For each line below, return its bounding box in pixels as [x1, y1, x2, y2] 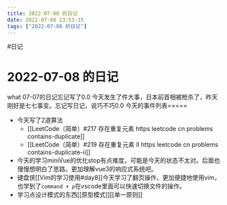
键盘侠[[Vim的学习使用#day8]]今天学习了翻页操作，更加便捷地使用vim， [16, 173, 221, 182]
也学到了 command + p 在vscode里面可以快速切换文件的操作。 [16, 182, 186, 191]
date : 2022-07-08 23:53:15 [7, 16, 84, 23]
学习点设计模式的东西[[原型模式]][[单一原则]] [16, 191, 143, 199]
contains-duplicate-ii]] [27, 148, 91, 156]
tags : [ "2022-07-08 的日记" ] [7, 23, 88, 29]
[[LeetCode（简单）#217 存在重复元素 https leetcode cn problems [27, 125, 213, 133]
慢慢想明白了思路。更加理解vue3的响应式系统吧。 [16, 165, 157, 173]
